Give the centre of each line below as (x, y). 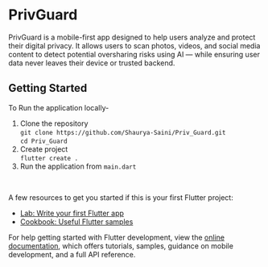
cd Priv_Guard (43, 141)
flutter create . (49, 158)
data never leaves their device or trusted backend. (92, 63)
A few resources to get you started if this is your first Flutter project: (121, 197)
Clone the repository (54, 123)
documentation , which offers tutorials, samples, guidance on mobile (121, 246)
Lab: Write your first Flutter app (72, 213)
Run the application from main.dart (78, 166)
